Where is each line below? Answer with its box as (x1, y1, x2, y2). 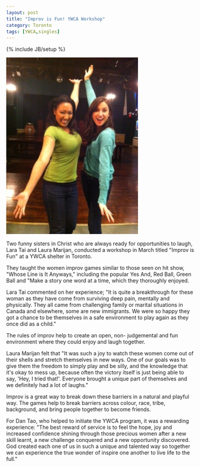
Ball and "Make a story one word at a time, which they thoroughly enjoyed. (6, 277, 189, 284)
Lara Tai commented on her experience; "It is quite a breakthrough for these (6, 288, 193, 296)
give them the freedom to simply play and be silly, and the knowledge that (6, 362, 188, 370)
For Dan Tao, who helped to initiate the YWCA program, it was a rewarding (6, 417, 189, 425)
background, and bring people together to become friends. (6, 406, 151, 413)
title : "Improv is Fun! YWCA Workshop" (6, 16, 106, 22)
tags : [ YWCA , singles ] (6, 29, 60, 35)
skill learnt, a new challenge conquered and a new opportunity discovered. (6, 437, 190, 444)
